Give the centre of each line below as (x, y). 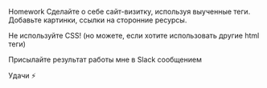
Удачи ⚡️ (22, 76)
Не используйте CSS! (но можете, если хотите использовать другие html (134, 36)
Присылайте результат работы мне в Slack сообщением (105, 60)
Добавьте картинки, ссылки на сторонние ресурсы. (98, 20)
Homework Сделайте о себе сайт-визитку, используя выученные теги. (129, 12)
